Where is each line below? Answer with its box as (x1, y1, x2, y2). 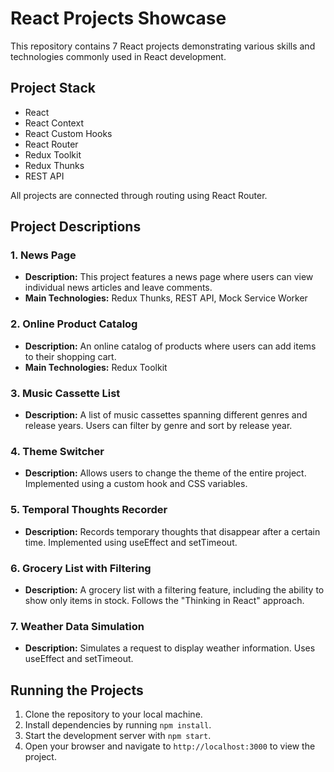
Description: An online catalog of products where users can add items (24, 340, 317, 352)
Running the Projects (10, 682, 144, 699)
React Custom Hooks (24, 127, 113, 139)
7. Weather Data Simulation (10, 619, 145, 633)
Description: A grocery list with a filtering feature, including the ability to (24, 583, 325, 596)
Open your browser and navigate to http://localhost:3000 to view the (24, 740, 316, 752)
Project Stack (10, 80, 97, 97)
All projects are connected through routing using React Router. (10, 189, 268, 201)
